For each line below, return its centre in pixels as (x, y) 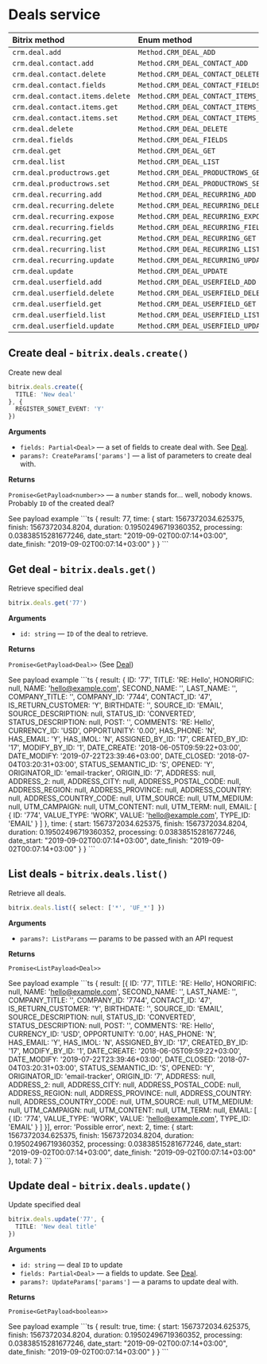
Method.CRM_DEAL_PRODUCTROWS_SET (201, 183)
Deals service (54, 15)
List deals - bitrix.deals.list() (88, 874)
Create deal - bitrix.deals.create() (99, 353)
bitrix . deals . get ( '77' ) (48, 602)
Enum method (165, 40)
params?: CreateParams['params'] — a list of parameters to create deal (135, 456)
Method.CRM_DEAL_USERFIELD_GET (197, 304)
